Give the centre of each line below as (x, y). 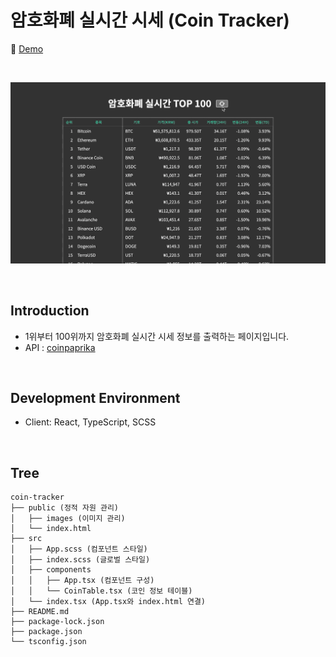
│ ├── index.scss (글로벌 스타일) (80, 560)
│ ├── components (51, 570)
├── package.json (46, 632)
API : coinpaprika (60, 347)
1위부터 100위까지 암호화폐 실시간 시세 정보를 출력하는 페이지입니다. (157, 336)
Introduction (50, 311)
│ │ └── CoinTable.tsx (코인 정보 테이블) (101, 591)
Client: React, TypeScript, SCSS (90, 422)
